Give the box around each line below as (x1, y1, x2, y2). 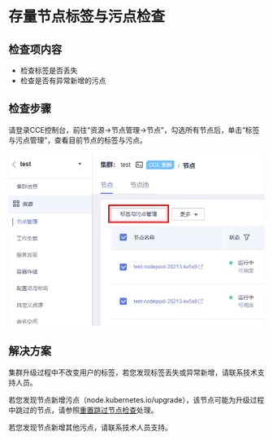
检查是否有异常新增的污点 (19, 76, 106, 86)
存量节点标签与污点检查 (8, 7, 166, 26)
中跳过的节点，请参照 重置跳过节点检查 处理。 (8, 405, 158, 415)
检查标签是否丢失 (19, 66, 78, 75)
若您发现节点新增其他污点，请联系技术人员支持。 (8, 422, 172, 432)
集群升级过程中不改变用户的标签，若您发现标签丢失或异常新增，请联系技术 (8, 367, 258, 377)
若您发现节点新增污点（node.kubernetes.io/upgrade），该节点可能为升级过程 (8, 394, 265, 404)
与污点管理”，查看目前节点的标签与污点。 (8, 135, 148, 145)
